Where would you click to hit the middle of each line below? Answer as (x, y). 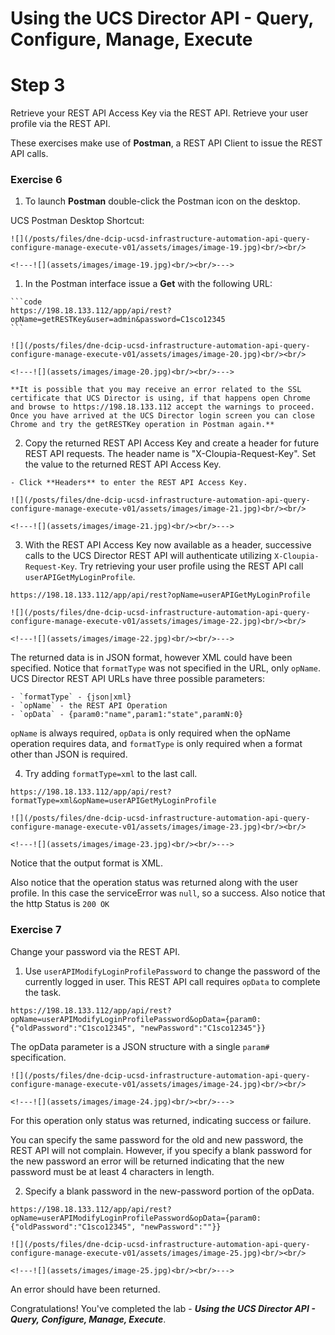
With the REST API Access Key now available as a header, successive (168, 545)
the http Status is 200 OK (60, 904)
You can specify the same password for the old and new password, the (157, 1139)
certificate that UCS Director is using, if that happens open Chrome (160, 398)
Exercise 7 (36, 930)
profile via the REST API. (60, 124)
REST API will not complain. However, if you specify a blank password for (161, 1150)
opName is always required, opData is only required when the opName (150, 733)
